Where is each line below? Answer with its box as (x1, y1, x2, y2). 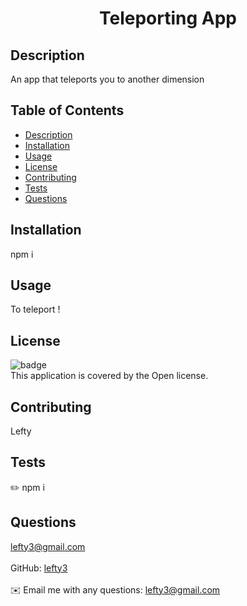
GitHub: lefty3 (10, 562, 68, 574)
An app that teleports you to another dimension (10, 73, 205, 85)
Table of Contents (10, 102, 125, 119)
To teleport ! (10, 303, 61, 316)
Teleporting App (98, 7, 238, 30)
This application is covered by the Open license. (10, 370, 209, 382)
